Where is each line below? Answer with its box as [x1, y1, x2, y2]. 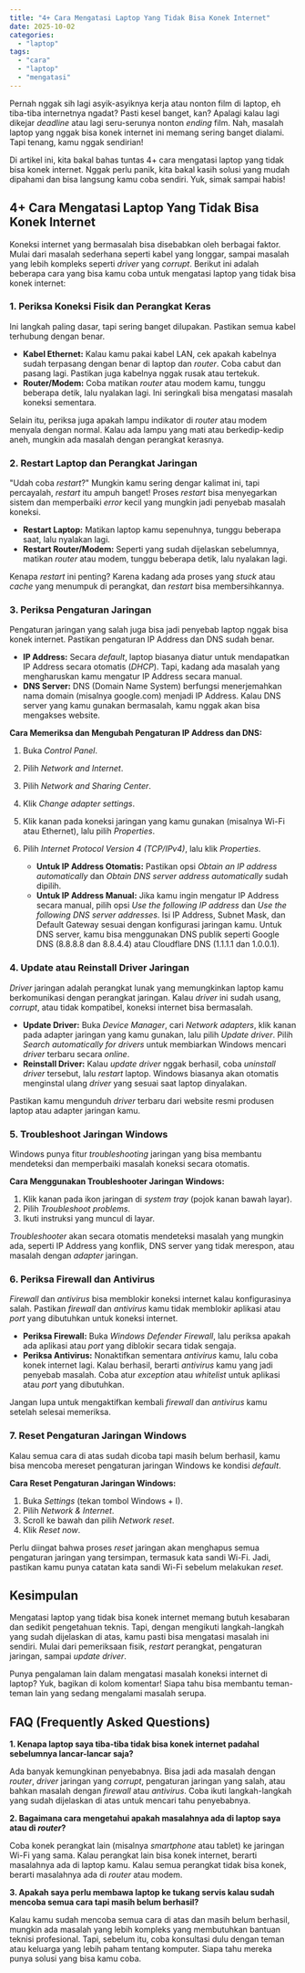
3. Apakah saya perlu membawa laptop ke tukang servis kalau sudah [9, 1887, 275, 1898]
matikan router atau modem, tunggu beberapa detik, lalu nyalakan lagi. [22, 553, 289, 564]
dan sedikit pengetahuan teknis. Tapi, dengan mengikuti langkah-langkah [9, 1621, 285, 1632]
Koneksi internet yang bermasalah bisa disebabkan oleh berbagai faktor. [9, 238, 281, 249]
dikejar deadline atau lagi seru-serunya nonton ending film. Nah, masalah [9, 117, 284, 128]
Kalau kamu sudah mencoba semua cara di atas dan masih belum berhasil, [9, 1915, 290, 1926]
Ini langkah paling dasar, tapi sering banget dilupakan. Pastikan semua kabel [9, 320, 296, 331]
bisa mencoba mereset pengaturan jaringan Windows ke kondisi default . [9, 1460, 281, 1471]
